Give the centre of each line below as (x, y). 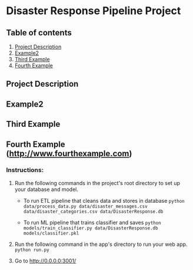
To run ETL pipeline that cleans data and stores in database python (104, 200)
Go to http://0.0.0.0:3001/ (45, 261)
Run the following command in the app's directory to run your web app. (101, 244)
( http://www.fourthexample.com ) (69, 154)
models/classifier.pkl (51, 233)
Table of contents (39, 33)
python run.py (32, 250)
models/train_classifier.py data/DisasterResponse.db (91, 228)
